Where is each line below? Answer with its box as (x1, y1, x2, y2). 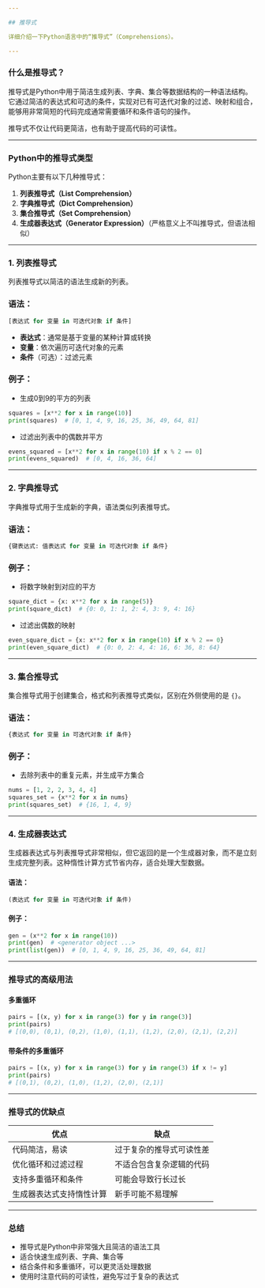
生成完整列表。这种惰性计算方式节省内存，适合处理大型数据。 (8, 858, 209, 867)
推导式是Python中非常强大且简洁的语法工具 (19, 1242, 161, 1252)
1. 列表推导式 (8, 258, 57, 269)
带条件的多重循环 (8, 1046, 64, 1055)
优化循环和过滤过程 (12, 1159, 84, 1170)
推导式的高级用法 (8, 974, 73, 985)
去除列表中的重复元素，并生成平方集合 (19, 771, 144, 780)
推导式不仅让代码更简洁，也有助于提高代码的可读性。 (8, 123, 181, 133)
